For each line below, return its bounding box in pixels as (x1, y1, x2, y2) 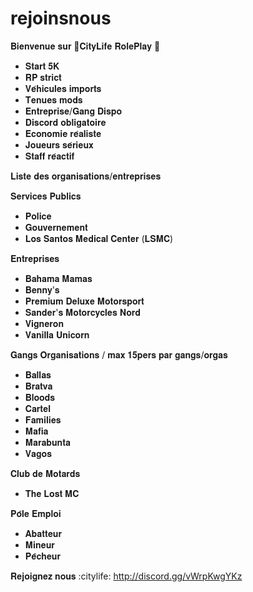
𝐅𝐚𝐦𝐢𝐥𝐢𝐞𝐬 (24, 413, 62, 426)
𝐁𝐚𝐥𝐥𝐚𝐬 (24, 368, 52, 381)
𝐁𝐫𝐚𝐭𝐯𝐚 (24, 380, 53, 392)
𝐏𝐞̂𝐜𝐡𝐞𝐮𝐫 (24, 550, 61, 562)
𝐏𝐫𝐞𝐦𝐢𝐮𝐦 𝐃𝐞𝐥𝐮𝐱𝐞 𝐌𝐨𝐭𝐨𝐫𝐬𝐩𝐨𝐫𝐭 (24, 295, 145, 307)
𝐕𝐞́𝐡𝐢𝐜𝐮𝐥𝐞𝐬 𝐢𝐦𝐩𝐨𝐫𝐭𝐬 (24, 82, 102, 94)
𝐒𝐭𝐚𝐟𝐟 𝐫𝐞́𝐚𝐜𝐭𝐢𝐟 (24, 150, 75, 162)
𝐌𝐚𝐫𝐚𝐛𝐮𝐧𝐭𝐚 (24, 436, 71, 448)
